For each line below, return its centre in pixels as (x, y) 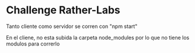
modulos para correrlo (33, 44)
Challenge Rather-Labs (63, 10)
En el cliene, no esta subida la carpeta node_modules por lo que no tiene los (98, 37)
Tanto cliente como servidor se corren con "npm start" (72, 26)
